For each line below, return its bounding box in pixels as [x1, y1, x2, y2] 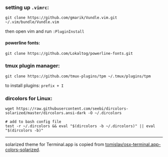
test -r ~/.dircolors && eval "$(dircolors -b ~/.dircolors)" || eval [5, 124, 155, 129]
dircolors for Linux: [5, 95, 52, 102]
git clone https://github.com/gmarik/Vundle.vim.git [5, 15, 117, 20]
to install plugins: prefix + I [5, 82, 64, 88]
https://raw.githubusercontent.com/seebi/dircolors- [16, 106, 128, 111]
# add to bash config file [5, 119, 61, 125]
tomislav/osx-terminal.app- [105, 142, 161, 148]
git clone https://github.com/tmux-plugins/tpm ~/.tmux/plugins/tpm [5, 74, 151, 79]
